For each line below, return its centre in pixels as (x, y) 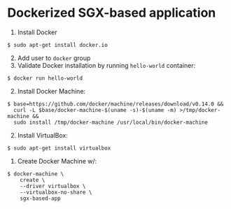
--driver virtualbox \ (53, 186)
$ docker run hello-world (45, 78)
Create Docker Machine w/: (57, 161)
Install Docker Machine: (51, 91)
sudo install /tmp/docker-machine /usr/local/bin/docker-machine (111, 122)
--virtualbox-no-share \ (56, 192)
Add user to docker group (54, 58)
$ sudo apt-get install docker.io (58, 45)
